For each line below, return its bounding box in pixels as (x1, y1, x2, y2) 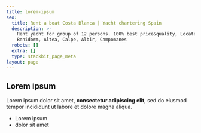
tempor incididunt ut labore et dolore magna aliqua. (6, 103, 133, 111)
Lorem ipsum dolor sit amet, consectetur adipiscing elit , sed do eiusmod (6, 97, 187, 104)
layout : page (6, 59, 39, 65)
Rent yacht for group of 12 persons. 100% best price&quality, (17, 31, 178, 37)
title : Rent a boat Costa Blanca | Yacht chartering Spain (11, 20, 162, 26)
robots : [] (11, 43, 39, 49)
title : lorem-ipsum (6, 8, 55, 15)
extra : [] (11, 48, 36, 54)
